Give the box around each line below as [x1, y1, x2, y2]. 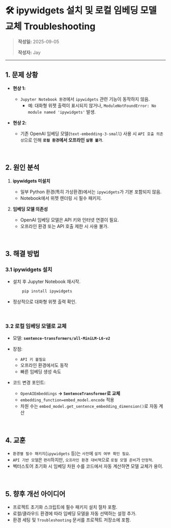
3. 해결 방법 [5, 249, 40, 258]
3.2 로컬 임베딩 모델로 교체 [5, 323, 67, 330]
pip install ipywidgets [22, 289, 72, 294]
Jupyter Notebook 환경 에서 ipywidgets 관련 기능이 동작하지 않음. [20, 96, 150, 102]
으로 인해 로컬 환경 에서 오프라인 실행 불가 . [23, 136, 103, 143]
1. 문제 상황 [5, 71, 38, 79]
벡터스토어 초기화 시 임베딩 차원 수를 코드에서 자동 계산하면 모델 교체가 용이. [12, 463, 164, 469]
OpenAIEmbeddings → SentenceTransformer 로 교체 [20, 391, 121, 397]
